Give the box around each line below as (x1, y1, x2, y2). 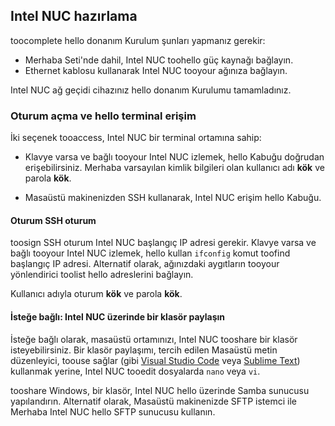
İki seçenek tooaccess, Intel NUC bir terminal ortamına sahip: (10, 132, 262, 144)
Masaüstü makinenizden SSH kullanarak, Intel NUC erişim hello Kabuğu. (24, 192, 322, 204)
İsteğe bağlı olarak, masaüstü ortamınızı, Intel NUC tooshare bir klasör (10, 333, 298, 345)
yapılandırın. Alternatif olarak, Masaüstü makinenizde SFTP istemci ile (10, 395, 297, 407)
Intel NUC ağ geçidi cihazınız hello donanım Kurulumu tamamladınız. (10, 84, 292, 96)
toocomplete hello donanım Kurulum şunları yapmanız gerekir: (10, 34, 266, 46)
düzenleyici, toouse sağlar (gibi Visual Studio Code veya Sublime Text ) (10, 354, 301, 366)
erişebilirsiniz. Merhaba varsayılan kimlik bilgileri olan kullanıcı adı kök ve (24, 162, 325, 174)
